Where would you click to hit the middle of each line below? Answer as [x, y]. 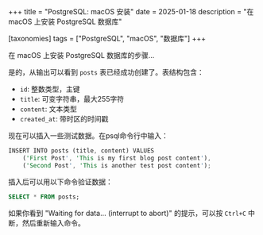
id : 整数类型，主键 [50, 89]
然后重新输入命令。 [53, 223]
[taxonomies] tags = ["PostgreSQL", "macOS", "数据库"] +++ [107, 39]
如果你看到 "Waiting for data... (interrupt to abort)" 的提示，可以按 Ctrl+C [127, 213]
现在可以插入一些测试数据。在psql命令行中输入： [88, 136]
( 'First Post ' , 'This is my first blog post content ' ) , [117, 158]
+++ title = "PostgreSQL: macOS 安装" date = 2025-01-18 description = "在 [131, 12]
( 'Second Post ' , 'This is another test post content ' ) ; [117, 165]
